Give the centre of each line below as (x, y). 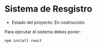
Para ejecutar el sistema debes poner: (43, 32)
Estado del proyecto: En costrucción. (48, 22)
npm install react (23, 40)
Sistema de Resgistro (48, 9)
